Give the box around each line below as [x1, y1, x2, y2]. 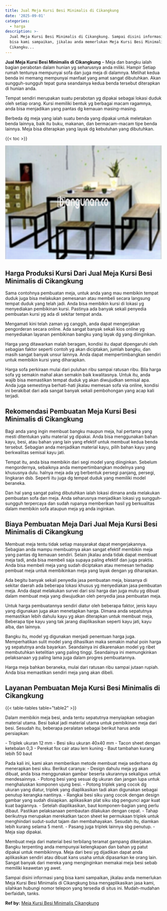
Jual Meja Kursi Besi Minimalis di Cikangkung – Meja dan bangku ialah [5, 59, 152, 65]
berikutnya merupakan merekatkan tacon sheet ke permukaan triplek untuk [5, 813, 160, 819]
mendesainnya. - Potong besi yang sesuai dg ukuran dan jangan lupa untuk [5, 776, 160, 782]
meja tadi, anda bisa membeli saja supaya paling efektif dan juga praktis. [5, 557, 154, 563]
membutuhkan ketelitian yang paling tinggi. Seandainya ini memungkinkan [5, 649, 157, 655]
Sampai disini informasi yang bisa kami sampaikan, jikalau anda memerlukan [5, 874, 162, 880]
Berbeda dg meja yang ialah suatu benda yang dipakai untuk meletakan [5, 115, 152, 121]
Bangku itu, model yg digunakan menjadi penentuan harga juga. [5, 633, 136, 639]
